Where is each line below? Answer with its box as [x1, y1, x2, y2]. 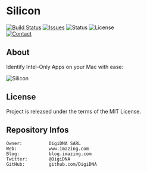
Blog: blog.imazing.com [6, 151, 92, 157]
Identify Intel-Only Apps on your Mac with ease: [6, 63, 124, 70]
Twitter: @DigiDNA [6, 156, 70, 162]
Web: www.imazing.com [6, 146, 89, 152]
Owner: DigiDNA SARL [6, 141, 82, 147]
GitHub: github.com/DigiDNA [6, 162, 97, 168]
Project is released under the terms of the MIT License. [6, 108, 142, 115]
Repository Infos [6, 125, 69, 135]
